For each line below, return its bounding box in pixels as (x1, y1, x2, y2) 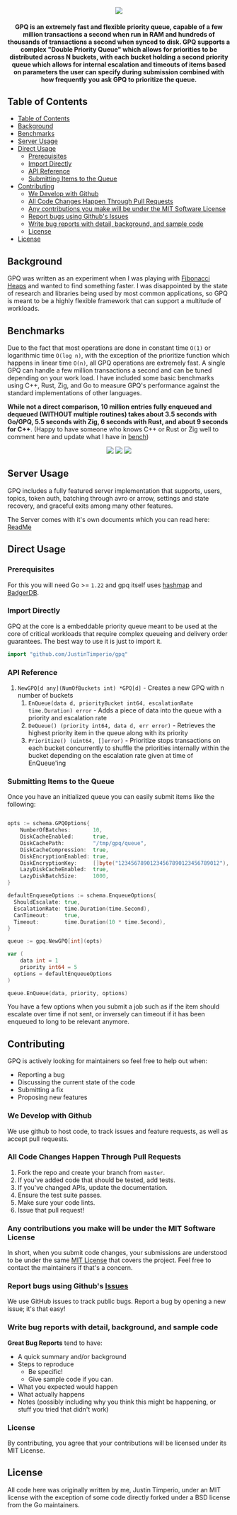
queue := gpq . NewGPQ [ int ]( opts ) (7, 938, 103, 945)
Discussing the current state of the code (17, 1078, 136, 1086)
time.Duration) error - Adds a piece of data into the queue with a (28, 706, 221, 715)
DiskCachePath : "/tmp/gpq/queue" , (20, 839, 147, 846)
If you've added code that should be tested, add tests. (17, 1176, 175, 1184)
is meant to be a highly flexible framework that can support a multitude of (7, 297, 221, 305)
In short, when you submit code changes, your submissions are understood (7, 1249, 228, 1257)
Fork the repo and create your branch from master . (17, 1168, 165, 1176)
